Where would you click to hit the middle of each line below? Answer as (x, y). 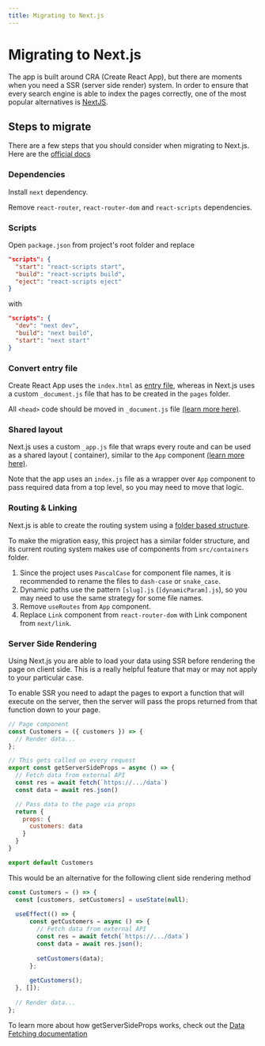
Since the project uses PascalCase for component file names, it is (125, 572)
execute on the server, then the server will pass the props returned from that (133, 701)
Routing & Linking (43, 508)
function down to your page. (55, 710)
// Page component (38, 724)
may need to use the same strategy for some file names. (112, 597)
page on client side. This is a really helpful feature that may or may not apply (133, 669)
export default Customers (51, 862)
